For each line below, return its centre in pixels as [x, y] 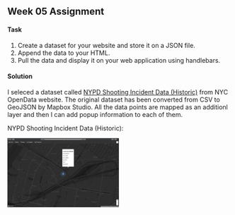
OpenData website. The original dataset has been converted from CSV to [114, 99]
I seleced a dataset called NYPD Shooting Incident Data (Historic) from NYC [118, 92]
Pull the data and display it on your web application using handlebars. [119, 60]
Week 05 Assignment [56, 12]
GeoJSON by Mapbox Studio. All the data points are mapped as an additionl [117, 107]
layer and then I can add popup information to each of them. [95, 114]
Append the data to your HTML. [64, 53]
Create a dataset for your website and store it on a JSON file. [107, 45]
